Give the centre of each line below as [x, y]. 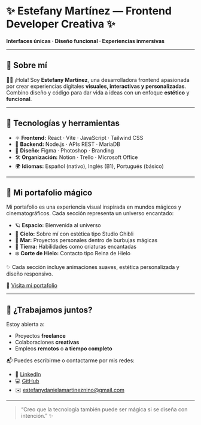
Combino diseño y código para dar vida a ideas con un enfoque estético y [98, 92]
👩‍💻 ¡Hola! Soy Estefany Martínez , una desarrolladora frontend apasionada [98, 80]
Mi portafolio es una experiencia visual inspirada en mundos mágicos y [94, 207]
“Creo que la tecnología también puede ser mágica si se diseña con [104, 409]
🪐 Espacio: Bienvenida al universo [58, 225]
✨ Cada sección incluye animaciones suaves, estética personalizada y [93, 267]
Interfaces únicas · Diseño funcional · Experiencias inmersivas [86, 41]
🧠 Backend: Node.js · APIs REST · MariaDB [68, 144]
